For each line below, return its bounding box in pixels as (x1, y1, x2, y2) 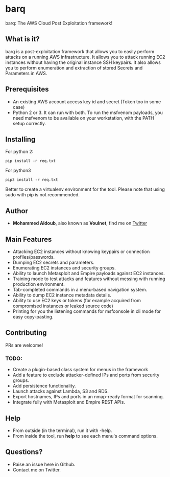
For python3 (5, 167, 31, 174)
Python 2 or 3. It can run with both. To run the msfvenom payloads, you (12, 109, 163, 116)
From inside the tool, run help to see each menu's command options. (12, 433, 158, 439)
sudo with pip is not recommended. (5, 192, 80, 198)
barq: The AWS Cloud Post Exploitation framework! (5, 20, 113, 26)
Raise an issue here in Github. (12, 461, 76, 467)
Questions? (5, 448, 43, 457)
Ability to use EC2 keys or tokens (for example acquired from (12, 298, 141, 303)
